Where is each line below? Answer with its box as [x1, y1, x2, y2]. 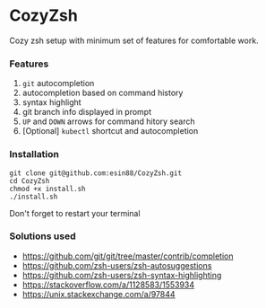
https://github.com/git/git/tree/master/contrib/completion [21, 251, 234, 261]
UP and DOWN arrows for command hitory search [21, 116, 195, 127]
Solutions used [9, 230, 76, 242]
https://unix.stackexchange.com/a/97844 [21, 288, 176, 299]
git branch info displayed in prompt [21, 107, 152, 118]
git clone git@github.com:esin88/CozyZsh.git [9, 168, 182, 178]
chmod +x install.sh [9, 184, 87, 193]
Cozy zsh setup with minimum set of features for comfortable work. [9, 35, 259, 46]
